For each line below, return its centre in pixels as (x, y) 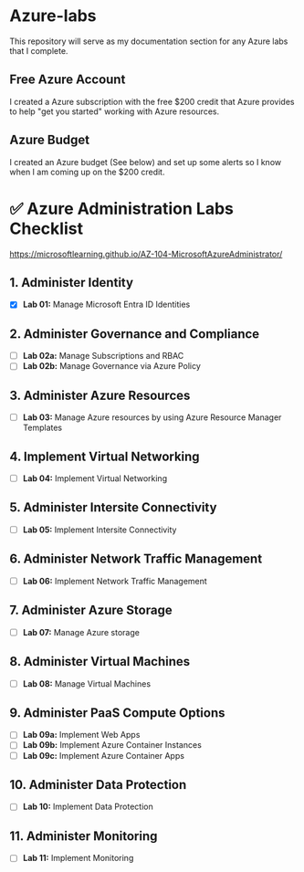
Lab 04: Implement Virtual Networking (94, 478)
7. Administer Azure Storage (91, 610)
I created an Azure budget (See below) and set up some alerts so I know (145, 162)
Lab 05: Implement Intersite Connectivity (100, 530)
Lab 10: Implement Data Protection (88, 807)
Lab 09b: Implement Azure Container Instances (112, 745)
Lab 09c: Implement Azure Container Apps (104, 755)
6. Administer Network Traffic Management (136, 559)
